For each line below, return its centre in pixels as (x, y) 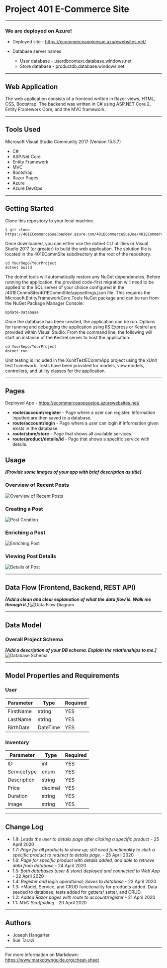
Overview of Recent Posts (37, 485)
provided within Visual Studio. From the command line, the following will (79, 332)
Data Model (23, 625)
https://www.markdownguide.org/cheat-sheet (52, 960)
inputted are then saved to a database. (52, 418)
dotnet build (19, 268)
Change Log (24, 827)
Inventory (17, 742)
